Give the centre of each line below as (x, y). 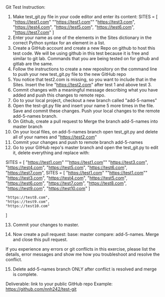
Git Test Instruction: (26, 7)
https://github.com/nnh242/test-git (41, 289)
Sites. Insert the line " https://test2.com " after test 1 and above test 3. (82, 85)
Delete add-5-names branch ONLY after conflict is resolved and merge (85, 269)
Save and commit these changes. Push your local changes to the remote (86, 111)
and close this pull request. (40, 239)
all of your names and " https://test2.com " (55, 137)
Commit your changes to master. (46, 225)
